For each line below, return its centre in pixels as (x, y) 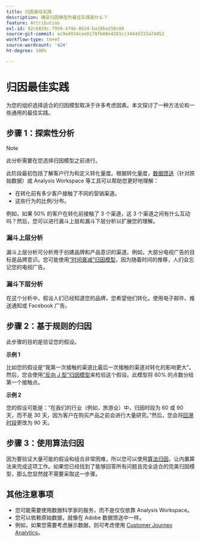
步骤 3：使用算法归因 (45, 443)
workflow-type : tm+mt (33, 39)
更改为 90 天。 (35, 422)
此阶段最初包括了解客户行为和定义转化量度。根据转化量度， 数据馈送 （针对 (98, 173)
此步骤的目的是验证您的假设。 (43, 342)
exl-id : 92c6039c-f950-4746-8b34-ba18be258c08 (65, 28)
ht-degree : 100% (26, 51)
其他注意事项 (30, 494)
